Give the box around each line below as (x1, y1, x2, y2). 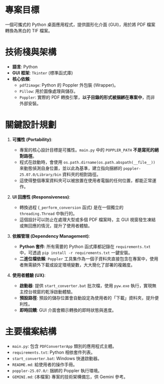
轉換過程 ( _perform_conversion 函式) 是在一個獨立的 (19, 204, 123, 210)
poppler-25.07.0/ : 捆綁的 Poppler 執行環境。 (12, 367, 102, 373)
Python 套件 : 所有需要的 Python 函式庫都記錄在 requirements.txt (19, 243, 151, 249)
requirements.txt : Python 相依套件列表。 (12, 349, 95, 355)
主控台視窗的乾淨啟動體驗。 (19, 289, 76, 294)
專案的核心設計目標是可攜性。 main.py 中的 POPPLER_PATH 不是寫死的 (19, 147, 155, 153)
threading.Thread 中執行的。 (19, 210, 78, 216)
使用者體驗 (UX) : (12, 272, 46, 278)
